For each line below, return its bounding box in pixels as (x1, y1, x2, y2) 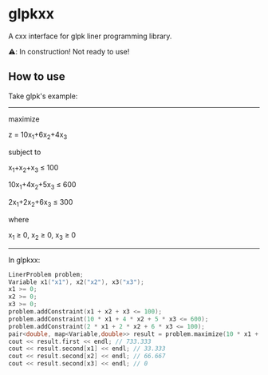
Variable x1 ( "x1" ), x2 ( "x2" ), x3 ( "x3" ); (8, 277, 145, 286)
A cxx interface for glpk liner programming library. (8, 31, 172, 41)
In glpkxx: (8, 255, 41, 265)
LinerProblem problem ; (8, 270, 84, 278)
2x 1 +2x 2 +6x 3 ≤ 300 (8, 197, 73, 209)
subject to (8, 147, 41, 157)
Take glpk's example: (8, 91, 78, 101)
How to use (8, 70, 65, 84)
